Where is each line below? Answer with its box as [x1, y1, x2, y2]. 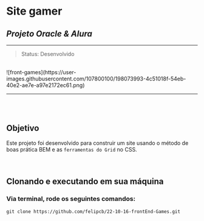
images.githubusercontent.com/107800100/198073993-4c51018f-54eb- [6, 75, 186, 82]
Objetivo [6, 123, 39, 133]
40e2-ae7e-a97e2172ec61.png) [6, 82, 85, 89]
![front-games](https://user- [6, 69, 76, 75]
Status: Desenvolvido [21, 51, 75, 57]
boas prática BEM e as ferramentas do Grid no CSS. [6, 146, 138, 153]
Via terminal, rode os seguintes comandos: [6, 195, 135, 203]
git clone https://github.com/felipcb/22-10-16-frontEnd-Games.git [6, 208, 181, 214]
